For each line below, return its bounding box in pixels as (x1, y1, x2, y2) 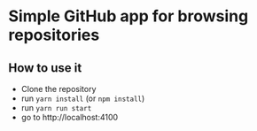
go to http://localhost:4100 (20, 112, 119, 122)
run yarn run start (20, 103, 92, 112)
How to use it (8, 60, 82, 75)
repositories (8, 25, 100, 45)
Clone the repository (20, 84, 97, 94)
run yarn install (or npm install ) (20, 93, 145, 104)
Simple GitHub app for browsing (8, 6, 249, 27)
